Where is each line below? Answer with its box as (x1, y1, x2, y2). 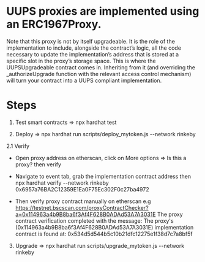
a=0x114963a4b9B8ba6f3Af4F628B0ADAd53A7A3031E (15, 210, 156, 218)
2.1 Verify (6, 142, 29, 150)
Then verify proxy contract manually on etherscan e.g (15, 198, 151, 205)
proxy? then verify (15, 161, 61, 168)
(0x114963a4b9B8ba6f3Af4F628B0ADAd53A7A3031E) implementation (15, 223, 194, 231)
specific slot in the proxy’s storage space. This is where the (6, 57, 156, 64)
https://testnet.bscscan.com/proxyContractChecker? (15, 204, 149, 211)
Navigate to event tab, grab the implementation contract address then (15, 172, 192, 180)
